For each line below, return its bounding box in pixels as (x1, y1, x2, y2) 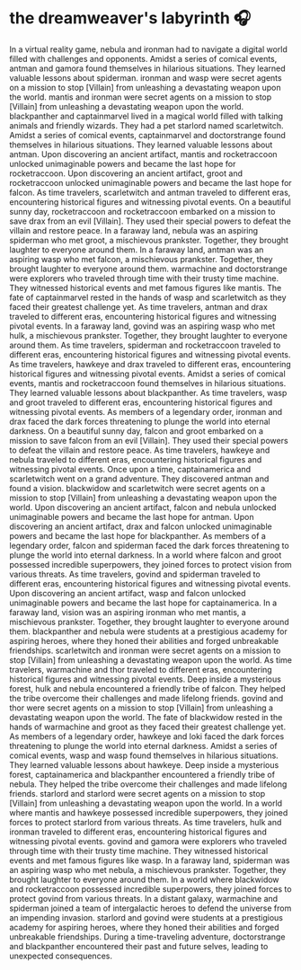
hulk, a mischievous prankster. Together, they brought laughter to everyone (9, 330, 288, 340)
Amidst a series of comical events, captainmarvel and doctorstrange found (9, 129, 286, 140)
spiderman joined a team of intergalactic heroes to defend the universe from (9, 903, 292, 913)
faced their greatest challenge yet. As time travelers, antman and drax (9, 301, 268, 312)
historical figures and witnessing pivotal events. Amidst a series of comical (9, 368, 286, 379)
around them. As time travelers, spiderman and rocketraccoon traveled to (9, 339, 281, 350)
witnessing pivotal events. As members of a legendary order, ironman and (9, 406, 283, 417)
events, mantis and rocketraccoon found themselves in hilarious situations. (9, 377, 287, 388)
